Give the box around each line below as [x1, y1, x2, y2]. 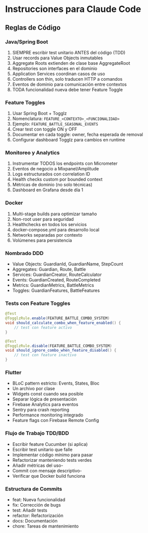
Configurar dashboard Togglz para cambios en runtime [12, 137, 125, 143]
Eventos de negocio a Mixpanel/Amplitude [12, 166, 99, 172]
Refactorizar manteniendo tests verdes [12, 457, 92, 463]
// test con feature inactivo [14, 353, 77, 358]
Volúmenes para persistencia [12, 237, 72, 243]
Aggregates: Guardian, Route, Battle [12, 266, 86, 272]
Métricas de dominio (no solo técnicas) [12, 182, 93, 188]
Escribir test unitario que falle [12, 446, 73, 452]
